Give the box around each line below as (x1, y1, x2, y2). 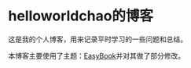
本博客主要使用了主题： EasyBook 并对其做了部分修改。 (8, 51, 185, 60)
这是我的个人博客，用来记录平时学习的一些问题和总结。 (8, 34, 187, 44)
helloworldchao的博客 (8, 7, 154, 25)
